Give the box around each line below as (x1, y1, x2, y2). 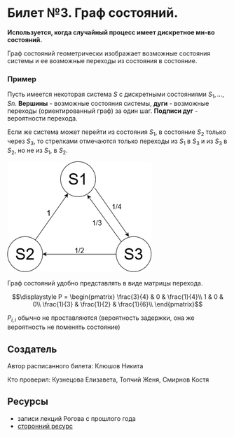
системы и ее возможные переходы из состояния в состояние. (7, 56, 198, 65)
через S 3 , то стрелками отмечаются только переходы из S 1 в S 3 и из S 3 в (7, 137, 228, 147)
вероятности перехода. (7, 114, 78, 123)
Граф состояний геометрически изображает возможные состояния (7, 49, 211, 58)
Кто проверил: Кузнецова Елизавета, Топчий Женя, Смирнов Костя (7, 375, 209, 384)
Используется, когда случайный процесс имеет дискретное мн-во (7, 28, 215, 36)
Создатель (7, 343, 57, 355)
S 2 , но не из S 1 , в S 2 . (7, 146, 68, 156)
